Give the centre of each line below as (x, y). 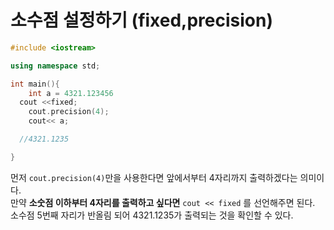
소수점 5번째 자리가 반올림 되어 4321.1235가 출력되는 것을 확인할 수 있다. (152, 215)
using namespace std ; (55, 66)
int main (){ (35, 84)
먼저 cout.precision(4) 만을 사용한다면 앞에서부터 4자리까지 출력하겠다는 (154, 177)
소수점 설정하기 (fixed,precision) (142, 20)
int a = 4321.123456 (71, 93)
